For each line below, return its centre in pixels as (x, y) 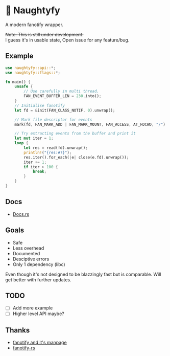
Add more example (33, 308)
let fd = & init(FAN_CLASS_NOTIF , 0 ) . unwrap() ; (65, 110)
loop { (21, 143)
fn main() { (18, 82)
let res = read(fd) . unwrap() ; (56, 148)
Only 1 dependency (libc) (39, 264)
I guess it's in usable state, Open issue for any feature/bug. (67, 40)
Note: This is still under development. (44, 34)
